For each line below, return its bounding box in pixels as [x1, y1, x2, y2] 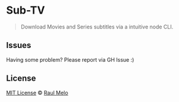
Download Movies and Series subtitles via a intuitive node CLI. [20, 23, 174, 30]
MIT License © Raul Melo [6, 89, 68, 96]
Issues [6, 40, 32, 50]
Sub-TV [6, 4, 45, 17]
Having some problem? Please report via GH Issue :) [6, 56, 134, 63]
